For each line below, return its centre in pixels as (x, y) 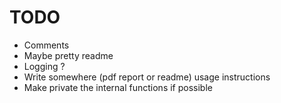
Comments (46, 45)
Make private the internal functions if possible (118, 87)
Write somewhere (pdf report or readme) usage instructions (147, 77)
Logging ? (44, 66)
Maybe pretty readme (68, 55)
